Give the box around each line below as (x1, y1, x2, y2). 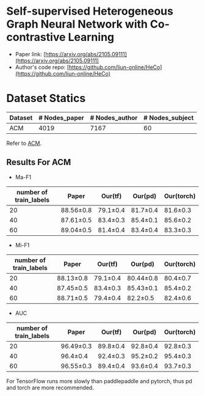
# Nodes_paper (38, 113, 84, 122)
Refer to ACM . (6, 139, 41, 147)
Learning (68, 31, 115, 44)
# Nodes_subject (143, 113, 194, 122)
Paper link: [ (15, 50, 46, 57)
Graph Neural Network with (6, 17, 148, 31)
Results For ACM (6, 157, 71, 167)
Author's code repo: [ (15, 63, 70, 71)
